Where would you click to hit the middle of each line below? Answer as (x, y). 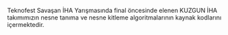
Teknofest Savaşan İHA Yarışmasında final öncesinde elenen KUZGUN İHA (112, 10)
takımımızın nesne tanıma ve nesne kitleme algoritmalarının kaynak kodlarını (114, 17)
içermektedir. (26, 25)
